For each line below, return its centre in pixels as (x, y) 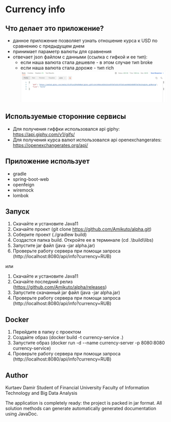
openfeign (24, 184)
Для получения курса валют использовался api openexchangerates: (87, 140)
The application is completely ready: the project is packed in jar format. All (84, 403)
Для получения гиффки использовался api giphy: (66, 129)
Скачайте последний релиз (43, 282)
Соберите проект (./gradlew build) (50, 235)
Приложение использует (48, 162)
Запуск (17, 211)
